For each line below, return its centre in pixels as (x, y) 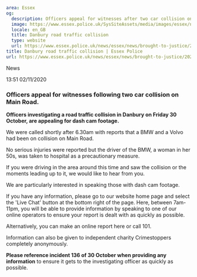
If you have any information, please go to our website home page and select (98, 196)
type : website (28, 40)
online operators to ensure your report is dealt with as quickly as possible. (96, 215)
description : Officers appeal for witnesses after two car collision (98, 19)
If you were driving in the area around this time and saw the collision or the (96, 167)
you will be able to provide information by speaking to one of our (99, 209)
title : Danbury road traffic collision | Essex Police (74, 52)
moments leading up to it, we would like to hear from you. (75, 174)
